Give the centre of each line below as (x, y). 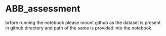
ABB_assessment (43, 9)
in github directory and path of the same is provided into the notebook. (79, 27)
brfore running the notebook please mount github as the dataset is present (83, 22)
